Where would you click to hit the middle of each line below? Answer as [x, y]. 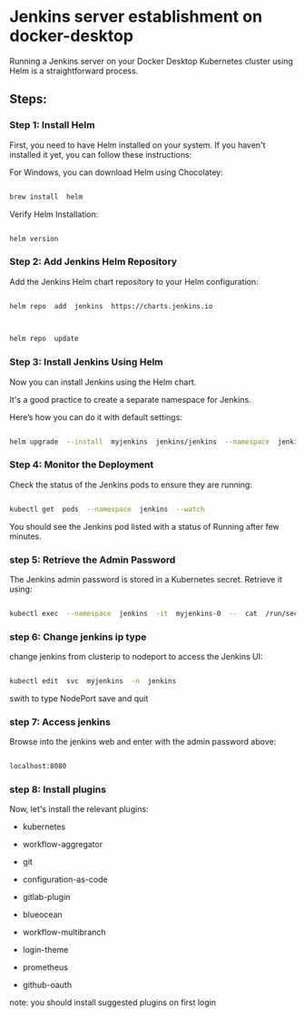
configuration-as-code [65, 880]
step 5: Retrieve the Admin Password [93, 560]
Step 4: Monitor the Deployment [82, 464]
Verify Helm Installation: [54, 214]
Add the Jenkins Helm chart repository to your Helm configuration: [134, 281]
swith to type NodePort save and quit [79, 698]
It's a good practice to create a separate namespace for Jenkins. [130, 399]
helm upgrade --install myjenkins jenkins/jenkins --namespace [140, 442]
